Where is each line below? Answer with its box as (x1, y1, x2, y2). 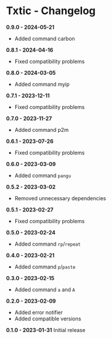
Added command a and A (14, 286, 75, 293)
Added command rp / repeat (14, 240, 81, 247)
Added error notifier (14, 309, 63, 316)
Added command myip (14, 81, 70, 88)
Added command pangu (14, 172, 72, 179)
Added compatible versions (14, 315, 82, 322)
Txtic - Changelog (6, 4, 96, 18)
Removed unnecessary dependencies (14, 194, 107, 201)
